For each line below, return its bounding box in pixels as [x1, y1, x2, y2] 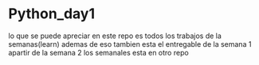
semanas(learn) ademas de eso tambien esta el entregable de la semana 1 [8, 39, 252, 48]
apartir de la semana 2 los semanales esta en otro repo [8, 48, 189, 57]
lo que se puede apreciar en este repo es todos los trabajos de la [8, 31, 222, 40]
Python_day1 [8, 5, 96, 23]
